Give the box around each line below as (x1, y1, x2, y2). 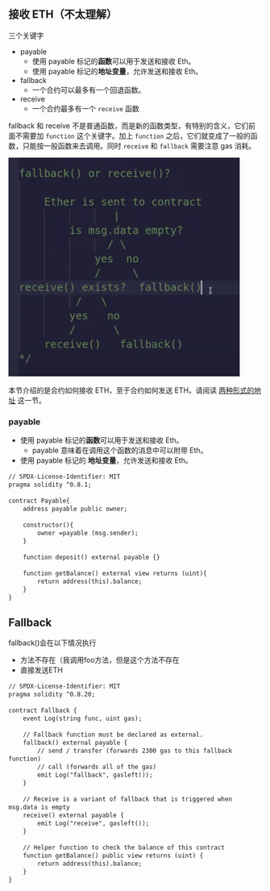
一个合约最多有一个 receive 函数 (31, 103, 139, 113)
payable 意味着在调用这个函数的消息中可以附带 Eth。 (31, 446, 208, 456)
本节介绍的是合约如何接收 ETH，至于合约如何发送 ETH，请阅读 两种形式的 (8, 385, 255, 395)
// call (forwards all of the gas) (37, 763, 157, 771)
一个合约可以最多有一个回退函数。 (31, 85, 146, 94)
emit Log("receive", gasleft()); (37, 819, 150, 827)
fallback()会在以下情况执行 (8, 638, 97, 647)
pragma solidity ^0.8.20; (8, 690, 95, 698)
